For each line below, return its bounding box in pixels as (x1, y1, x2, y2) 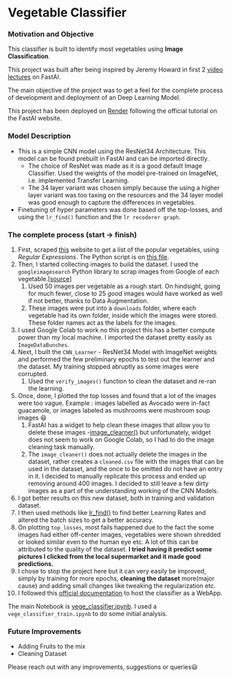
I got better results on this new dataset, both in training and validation (17, 494, 215, 503)
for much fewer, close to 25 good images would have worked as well (27, 289, 223, 298)
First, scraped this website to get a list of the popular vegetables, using (17, 245, 219, 254)
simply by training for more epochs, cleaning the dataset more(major (17, 574, 215, 582)
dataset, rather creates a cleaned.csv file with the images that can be (27, 457, 224, 466)
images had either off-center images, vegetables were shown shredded (17, 531, 221, 539)
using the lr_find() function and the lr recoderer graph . (17, 212, 181, 221)
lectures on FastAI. (8, 73, 61, 81)
